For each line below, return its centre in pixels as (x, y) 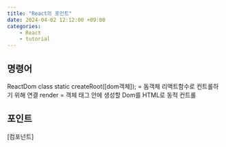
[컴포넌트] (21, 136)
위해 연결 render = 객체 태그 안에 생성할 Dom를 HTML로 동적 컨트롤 (105, 95)
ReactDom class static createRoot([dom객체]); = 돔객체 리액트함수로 (101, 86)
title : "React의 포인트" (40, 13)
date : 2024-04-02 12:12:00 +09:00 (56, 20)
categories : (24, 26)
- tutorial (35, 39)
